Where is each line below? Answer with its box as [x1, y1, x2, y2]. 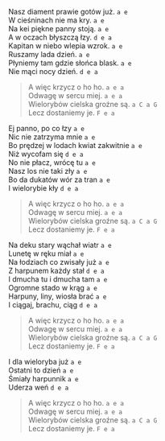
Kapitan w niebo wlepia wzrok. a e [8, 41, 123, 51]
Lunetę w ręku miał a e [8, 249, 85, 258]
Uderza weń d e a [8, 382, 69, 392]
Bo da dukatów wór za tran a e [8, 175, 110, 184]
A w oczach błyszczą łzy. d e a [8, 32, 113, 42]
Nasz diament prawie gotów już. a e [8, 7, 128, 16]
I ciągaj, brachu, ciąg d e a [8, 300, 98, 309]
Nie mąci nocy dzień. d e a [8, 67, 98, 76]
